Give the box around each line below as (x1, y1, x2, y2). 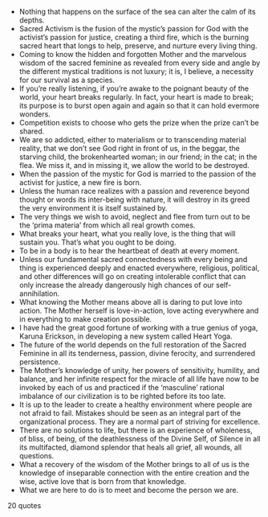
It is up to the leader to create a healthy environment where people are (18, 400, 253, 409)
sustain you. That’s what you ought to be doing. (18, 237, 177, 247)
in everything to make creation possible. (18, 314, 152, 324)
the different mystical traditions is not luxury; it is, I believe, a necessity (18, 67, 254, 76)
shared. (18, 126, 45, 136)
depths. (18, 15, 45, 25)
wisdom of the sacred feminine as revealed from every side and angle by (18, 58, 261, 68)
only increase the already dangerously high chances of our (18, 281, 214, 289)
